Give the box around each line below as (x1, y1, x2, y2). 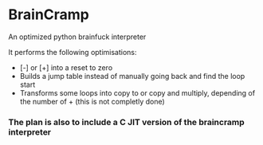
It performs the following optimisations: (8, 47, 137, 57)
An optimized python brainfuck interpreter (8, 32, 147, 41)
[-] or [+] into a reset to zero (19, 62, 113, 72)
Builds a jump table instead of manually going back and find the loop (19, 71, 245, 80)
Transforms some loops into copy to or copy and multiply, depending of (19, 88, 256, 97)
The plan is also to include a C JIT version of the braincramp (8, 116, 245, 127)
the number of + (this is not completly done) (19, 96, 165, 106)
